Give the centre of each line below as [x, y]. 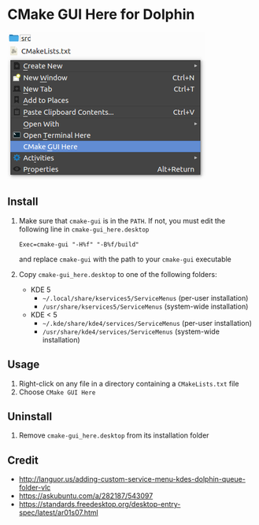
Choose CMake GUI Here [57, 392]
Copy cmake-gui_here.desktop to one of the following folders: [118, 274]
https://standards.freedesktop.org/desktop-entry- [100, 505]
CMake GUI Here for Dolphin [101, 15]
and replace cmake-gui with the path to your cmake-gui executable [125, 259]
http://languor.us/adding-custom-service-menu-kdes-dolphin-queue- [132, 479]
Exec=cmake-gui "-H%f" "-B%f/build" [79, 244]
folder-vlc [35, 488]
